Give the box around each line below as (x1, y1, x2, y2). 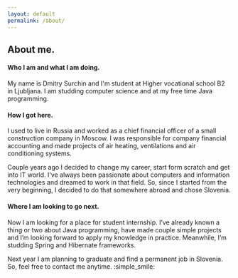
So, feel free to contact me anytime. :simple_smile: (7, 262, 155, 271)
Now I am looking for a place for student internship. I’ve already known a (7, 218, 220, 227)
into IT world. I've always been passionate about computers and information (7, 170, 230, 179)
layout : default (7, 10, 55, 18)
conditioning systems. (7, 149, 72, 158)
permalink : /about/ (7, 17, 65, 24)
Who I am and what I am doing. (7, 63, 100, 72)
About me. (7, 43, 55, 56)
